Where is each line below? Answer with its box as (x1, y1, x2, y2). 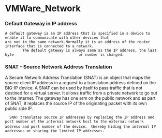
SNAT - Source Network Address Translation (5, 63, 112, 70)
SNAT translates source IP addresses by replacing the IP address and (9, 115, 155, 120)
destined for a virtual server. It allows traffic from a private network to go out (5, 90, 158, 96)
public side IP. (5, 105, 33, 111)
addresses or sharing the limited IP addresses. (5, 128, 105, 133)
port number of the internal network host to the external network (5, 119, 144, 124)
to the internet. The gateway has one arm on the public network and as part (5, 95, 156, 101)
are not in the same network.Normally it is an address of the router (5, 40, 150, 45)
